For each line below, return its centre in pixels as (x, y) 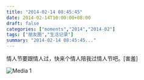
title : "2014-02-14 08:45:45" (45, 12)
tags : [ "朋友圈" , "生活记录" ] (40, 35)
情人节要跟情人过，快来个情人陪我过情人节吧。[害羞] (72, 58)
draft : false (23, 23)
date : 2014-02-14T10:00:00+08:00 (49, 18)
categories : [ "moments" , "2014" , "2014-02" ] (61, 29)
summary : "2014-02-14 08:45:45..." (51, 40)
